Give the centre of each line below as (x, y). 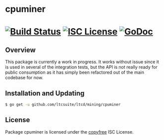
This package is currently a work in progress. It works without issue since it (82, 62)
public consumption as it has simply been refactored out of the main (75, 72)
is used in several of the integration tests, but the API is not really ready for (81, 67)
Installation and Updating (45, 93)
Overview (21, 50)
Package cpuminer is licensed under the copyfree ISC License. (69, 132)
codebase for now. (24, 78)
